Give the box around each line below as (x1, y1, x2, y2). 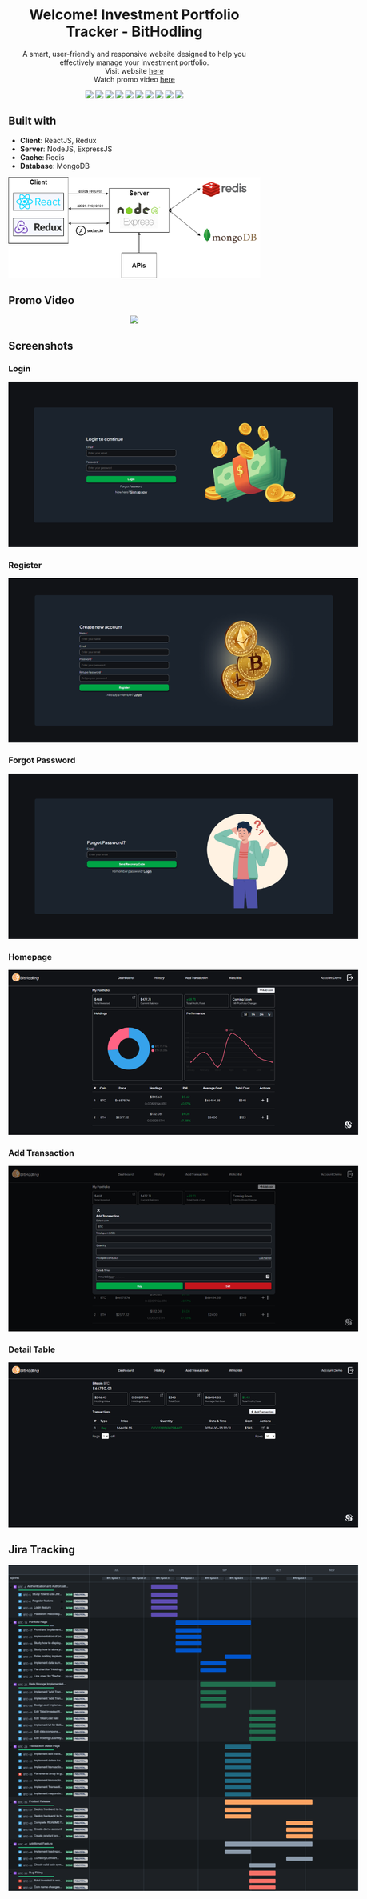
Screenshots (8, 338, 74, 353)
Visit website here (105, 66, 164, 75)
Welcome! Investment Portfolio (29, 6, 240, 24)
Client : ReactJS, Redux (19, 135, 97, 145)
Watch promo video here (93, 74, 176, 84)
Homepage (8, 951, 52, 962)
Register (8, 560, 42, 570)
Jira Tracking (8, 1543, 76, 1557)
